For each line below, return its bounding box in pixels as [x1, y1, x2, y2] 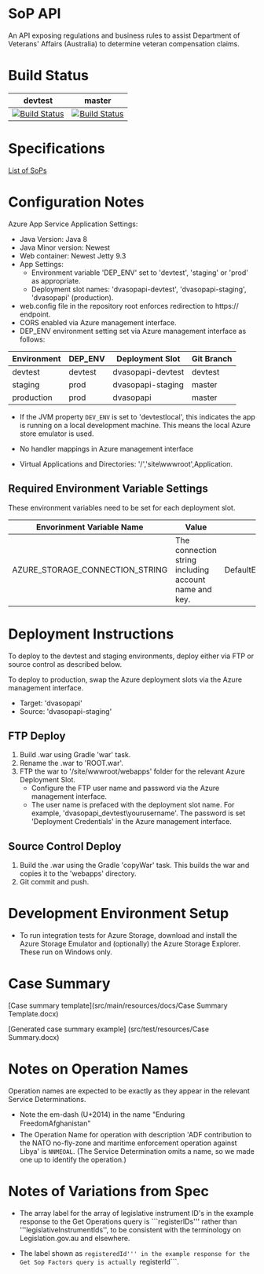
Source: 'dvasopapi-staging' [19, 706, 112, 716]
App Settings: [19, 259, 64, 269]
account [175, 574, 206, 585]
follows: [19, 335, 46, 344]
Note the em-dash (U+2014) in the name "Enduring [19, 1109, 185, 1119]
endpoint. [19, 309, 51, 319]
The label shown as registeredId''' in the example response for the [19, 1248, 250, 1258]
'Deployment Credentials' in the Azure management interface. [31, 817, 232, 826]
